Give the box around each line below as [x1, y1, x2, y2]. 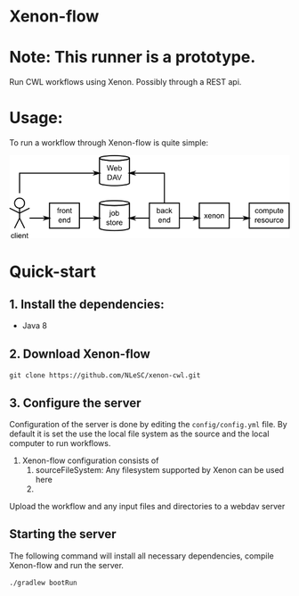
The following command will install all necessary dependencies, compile [9, 550, 274, 561]
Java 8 [21, 320, 47, 331]
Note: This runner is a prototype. [9, 47, 256, 68]
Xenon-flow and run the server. [9, 559, 125, 570]
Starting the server [9, 526, 117, 542]
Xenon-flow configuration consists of [21, 455, 159, 466]
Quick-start [9, 261, 96, 282]
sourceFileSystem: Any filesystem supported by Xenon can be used [35, 465, 285, 476]
